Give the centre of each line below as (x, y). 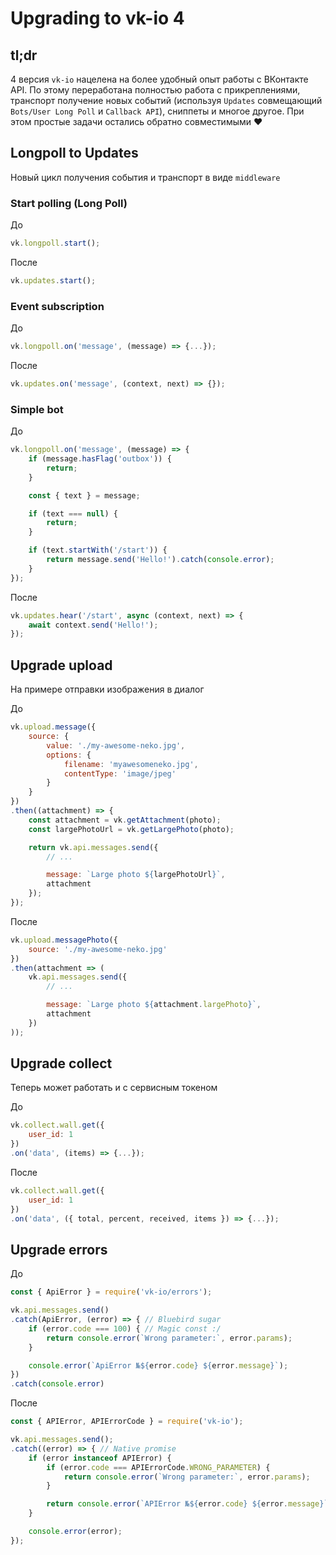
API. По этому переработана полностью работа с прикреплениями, (155, 90)
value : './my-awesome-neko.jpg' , (116, 745)
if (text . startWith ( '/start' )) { (98, 550)
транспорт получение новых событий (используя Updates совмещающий (166, 100)
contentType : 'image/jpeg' (120, 773)
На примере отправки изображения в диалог (107, 689)
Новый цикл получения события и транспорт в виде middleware (145, 177)
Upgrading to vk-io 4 (97, 18)
